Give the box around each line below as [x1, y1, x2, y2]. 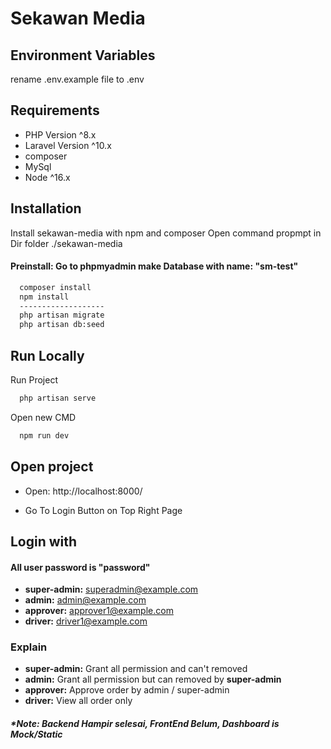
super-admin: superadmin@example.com [24, 583, 199, 596]
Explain [10, 640, 48, 654]
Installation [10, 200, 82, 217]
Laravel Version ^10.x [24, 139, 112, 151]
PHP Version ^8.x [24, 128, 97, 141]
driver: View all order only [24, 695, 133, 707]
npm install [19, 292, 70, 302]
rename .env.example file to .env [10, 73, 145, 85]
